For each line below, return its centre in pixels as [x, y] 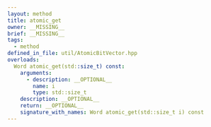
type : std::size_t [60, 92]
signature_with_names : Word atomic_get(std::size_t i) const [112, 112]
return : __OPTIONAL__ [52, 106]
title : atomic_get [34, 20]
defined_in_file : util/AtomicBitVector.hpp [73, 54]
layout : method [30, 14]
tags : [15, 40]
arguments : [36, 73]
